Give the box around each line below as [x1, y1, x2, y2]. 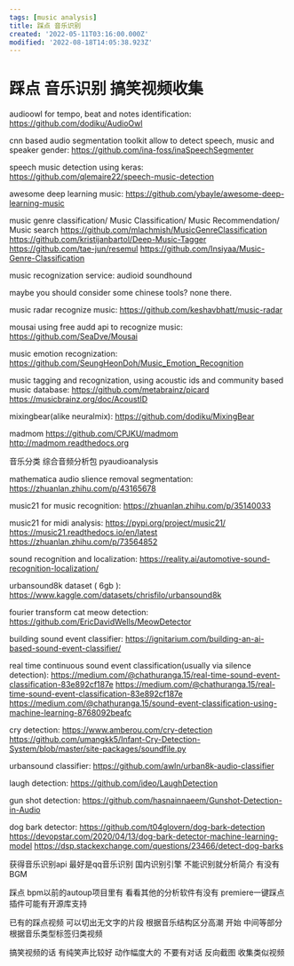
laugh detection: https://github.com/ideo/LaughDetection [9, 778, 219, 788]
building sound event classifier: [9, 634, 124, 645]
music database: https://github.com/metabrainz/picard [9, 384, 210, 395]
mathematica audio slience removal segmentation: [9, 474, 194, 485]
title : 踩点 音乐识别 [9, 21, 82, 30]
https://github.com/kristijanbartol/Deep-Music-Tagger [9, 234, 207, 245]
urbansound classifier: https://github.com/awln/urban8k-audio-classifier [9, 761, 274, 772]
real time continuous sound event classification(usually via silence [9, 661, 251, 671]
